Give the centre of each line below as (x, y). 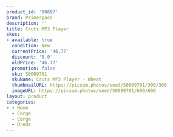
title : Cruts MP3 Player (38, 29)
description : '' (27, 23)
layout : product (27, 96)
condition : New (31, 46)
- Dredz (22, 125)
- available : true (29, 40)
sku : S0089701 (29, 74)
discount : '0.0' (32, 57)
